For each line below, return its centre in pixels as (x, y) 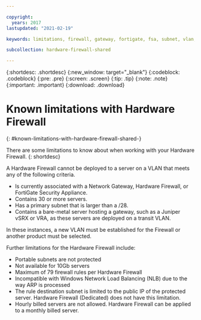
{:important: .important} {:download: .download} (66, 85)
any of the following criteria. (41, 175)
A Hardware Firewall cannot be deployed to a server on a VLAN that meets (98, 168)
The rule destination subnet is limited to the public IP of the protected (100, 291)
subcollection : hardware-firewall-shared (59, 50)
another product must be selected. (49, 236)
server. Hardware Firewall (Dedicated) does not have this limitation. (98, 298)
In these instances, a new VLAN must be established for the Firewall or (93, 230)
